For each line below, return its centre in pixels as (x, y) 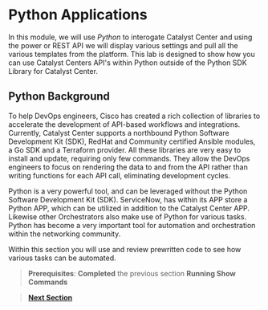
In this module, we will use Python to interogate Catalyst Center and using (130, 37)
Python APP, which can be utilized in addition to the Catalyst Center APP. (129, 208)
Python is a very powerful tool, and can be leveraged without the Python (128, 191)
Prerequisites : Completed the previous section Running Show (132, 273)
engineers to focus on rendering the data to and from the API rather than (128, 167)
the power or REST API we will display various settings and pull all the (123, 45)
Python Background (59, 97)
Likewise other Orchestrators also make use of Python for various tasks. (128, 216)
